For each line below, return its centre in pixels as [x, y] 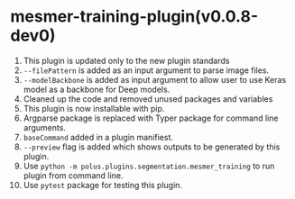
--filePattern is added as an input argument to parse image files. [146, 70]
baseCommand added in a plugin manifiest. [98, 137]
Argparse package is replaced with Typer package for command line [151, 118]
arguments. [45, 127]
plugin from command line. [73, 175]
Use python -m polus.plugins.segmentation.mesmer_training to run [149, 166]
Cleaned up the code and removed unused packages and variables [148, 99]
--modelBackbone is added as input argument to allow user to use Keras [155, 79]
